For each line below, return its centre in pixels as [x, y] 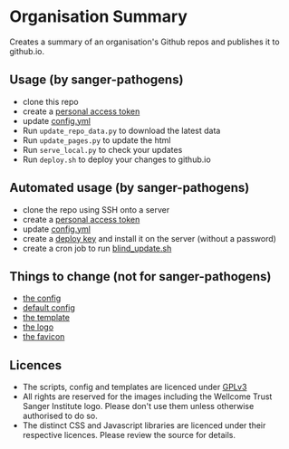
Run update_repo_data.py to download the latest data [121, 130]
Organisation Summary [99, 17]
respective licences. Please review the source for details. [129, 435]
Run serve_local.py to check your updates [102, 149]
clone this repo [50, 101]
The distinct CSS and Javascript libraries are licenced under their [144, 425]
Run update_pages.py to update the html [96, 140]
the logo [38, 327]
